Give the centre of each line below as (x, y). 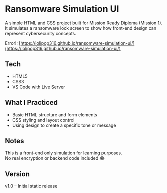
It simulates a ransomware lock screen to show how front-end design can (81, 28)
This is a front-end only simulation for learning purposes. (64, 153)
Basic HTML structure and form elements (55, 115)
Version (17, 174)
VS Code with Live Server (39, 87)
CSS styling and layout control (43, 120)
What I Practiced (32, 103)
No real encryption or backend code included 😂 (55, 158)
